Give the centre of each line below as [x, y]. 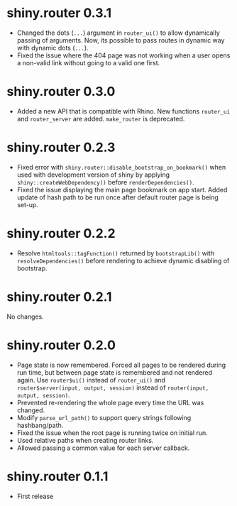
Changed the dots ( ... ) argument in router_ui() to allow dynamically [118, 33]
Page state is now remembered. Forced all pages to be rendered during [121, 365]
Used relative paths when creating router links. [85, 440]
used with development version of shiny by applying [93, 175]
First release [35, 496]
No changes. [25, 317]
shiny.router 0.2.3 [61, 148]
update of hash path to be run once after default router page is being [118, 197]
